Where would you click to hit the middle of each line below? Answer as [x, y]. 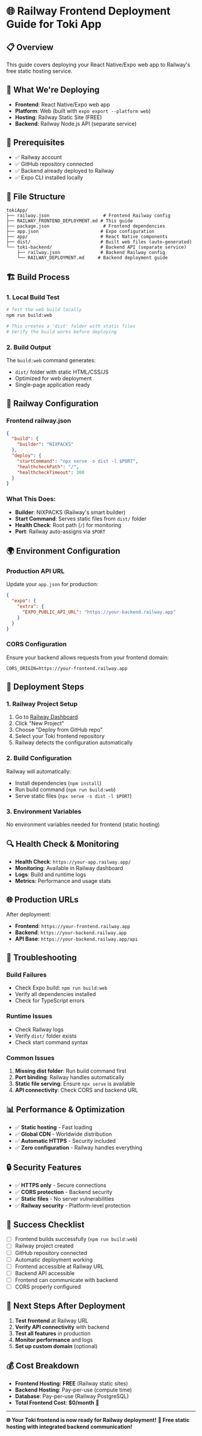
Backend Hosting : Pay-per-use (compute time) [73, 1390]
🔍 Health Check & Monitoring [63, 844]
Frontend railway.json [39, 421]
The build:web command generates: [51, 360]
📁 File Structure [36, 197]
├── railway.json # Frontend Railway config [88, 216]
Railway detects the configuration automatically [74, 743]
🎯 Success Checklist [45, 1224]
